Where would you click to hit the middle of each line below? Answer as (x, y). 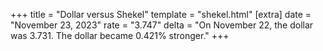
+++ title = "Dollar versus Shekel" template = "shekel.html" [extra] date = (161, 14)
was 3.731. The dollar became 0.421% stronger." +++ (120, 35)
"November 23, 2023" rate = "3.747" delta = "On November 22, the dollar (162, 25)
